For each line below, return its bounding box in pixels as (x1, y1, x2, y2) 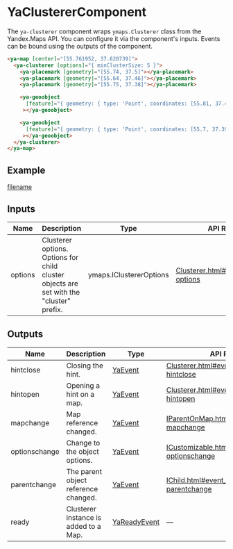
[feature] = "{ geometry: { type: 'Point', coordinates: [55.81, (25, 100, 213, 108)
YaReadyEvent (112, 517, 160, 527)
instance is (66, 512, 102, 522)
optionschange (10, 446, 60, 456)
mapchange (10, 418, 50, 427)
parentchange (10, 480, 57, 489)
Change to (66, 438, 101, 448)
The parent (66, 466, 103, 476)
